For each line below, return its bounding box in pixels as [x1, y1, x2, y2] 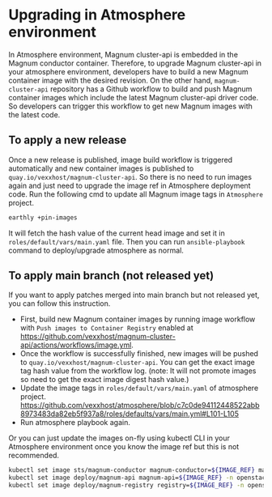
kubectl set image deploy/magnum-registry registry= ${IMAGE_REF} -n [8, 482, 244, 490]
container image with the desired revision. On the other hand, [8, 75, 213, 85]
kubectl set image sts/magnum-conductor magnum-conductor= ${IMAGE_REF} [8, 466, 255, 474]
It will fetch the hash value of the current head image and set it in [8, 228, 225, 238]
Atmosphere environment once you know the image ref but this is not [8, 442, 240, 452]
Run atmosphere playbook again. [19, 418, 131, 427]
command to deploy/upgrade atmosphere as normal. [8, 245, 185, 255]
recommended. [8, 451, 59, 461]
